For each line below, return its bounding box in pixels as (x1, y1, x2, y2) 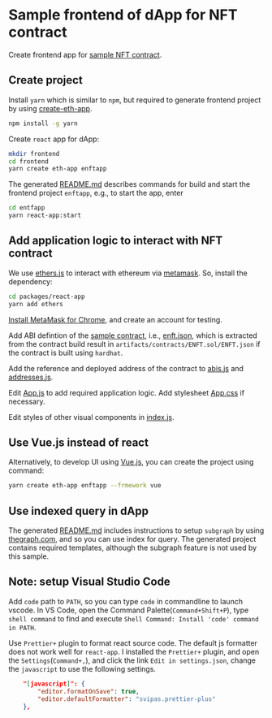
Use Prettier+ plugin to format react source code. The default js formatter (8, 638, 258, 647)
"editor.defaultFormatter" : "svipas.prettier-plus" (37, 694, 217, 703)
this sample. (8, 551, 50, 561)
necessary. (8, 396, 46, 406)
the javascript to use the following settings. (8, 664, 157, 673)
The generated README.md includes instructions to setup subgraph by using (8, 526, 265, 535)
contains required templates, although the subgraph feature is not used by (8, 543, 257, 553)
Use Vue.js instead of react (8, 435, 149, 449)
